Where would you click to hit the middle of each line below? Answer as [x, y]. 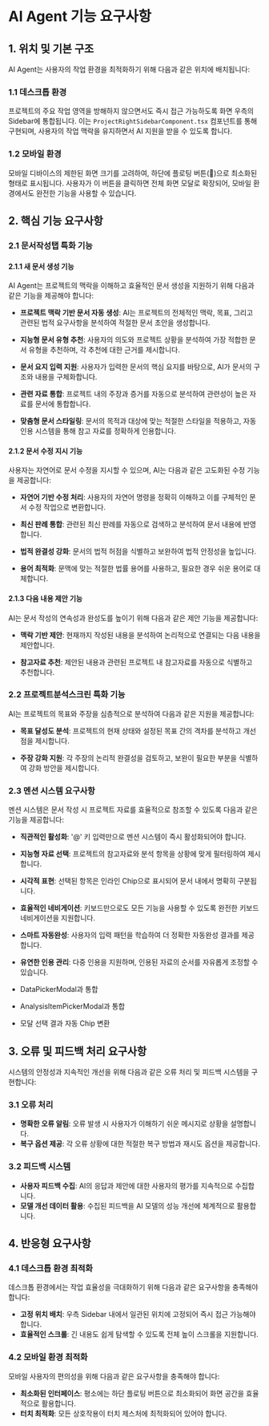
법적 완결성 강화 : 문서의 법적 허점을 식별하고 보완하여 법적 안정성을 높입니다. [138, 551]
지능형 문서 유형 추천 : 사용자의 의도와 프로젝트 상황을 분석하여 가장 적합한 [134, 340]
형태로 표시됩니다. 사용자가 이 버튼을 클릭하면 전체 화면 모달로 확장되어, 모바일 [130, 183]
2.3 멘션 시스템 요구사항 [52, 790]
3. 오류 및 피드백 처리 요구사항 [78, 1051]
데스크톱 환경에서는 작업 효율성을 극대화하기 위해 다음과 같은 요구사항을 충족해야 [133, 1287]
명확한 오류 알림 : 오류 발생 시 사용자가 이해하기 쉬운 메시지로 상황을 [124, 1123]
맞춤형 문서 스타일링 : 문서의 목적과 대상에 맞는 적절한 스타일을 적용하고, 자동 [138, 421]
